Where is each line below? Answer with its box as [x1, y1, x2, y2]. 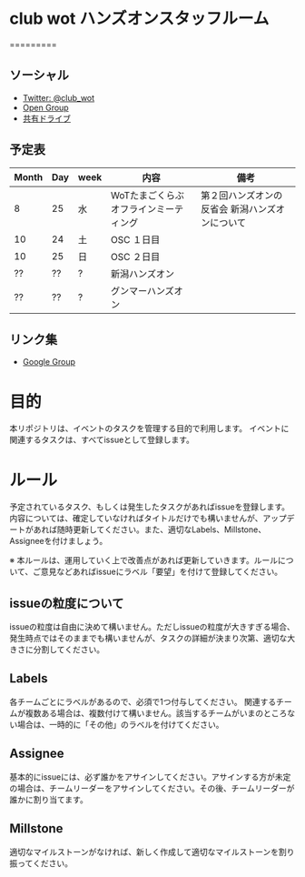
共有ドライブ [22, 113, 71, 124]
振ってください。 [9, 857, 73, 869]
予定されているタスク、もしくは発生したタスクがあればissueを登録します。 [9, 501, 290, 512]
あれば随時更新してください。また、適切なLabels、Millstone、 [33, 524, 266, 535]
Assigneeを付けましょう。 [9, 536, 108, 547]
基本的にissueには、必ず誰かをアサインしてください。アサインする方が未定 [9, 771, 291, 782]
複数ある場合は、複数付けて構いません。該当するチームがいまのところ [25, 707, 288, 719]
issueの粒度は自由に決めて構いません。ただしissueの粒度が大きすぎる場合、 [9, 621, 295, 632]
